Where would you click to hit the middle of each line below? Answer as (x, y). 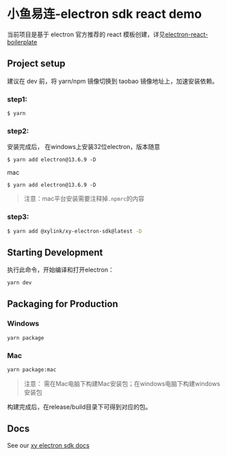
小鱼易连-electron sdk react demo (105, 14)
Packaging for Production (63, 304)
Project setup (37, 63)
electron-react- (187, 34)
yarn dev (19, 283)
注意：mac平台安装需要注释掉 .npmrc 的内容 (84, 199)
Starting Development (55, 252)
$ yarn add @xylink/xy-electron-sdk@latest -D (75, 231)
